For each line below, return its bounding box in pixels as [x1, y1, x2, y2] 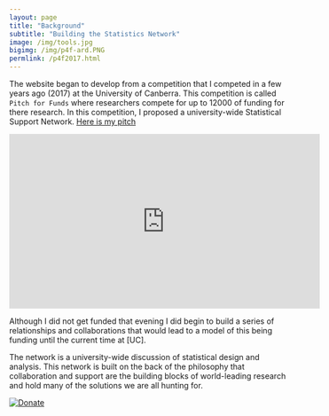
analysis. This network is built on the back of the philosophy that [9, 361, 246, 372]
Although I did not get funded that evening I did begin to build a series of [9, 316, 275, 326]
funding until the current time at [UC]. [9, 334, 146, 345]
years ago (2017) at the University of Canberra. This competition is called [9, 88, 277, 98]
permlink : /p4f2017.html [9, 54, 101, 63]
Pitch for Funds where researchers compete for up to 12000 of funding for [9, 98, 286, 107]
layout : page [9, 12, 58, 22]
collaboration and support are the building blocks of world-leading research [9, 371, 286, 381]
